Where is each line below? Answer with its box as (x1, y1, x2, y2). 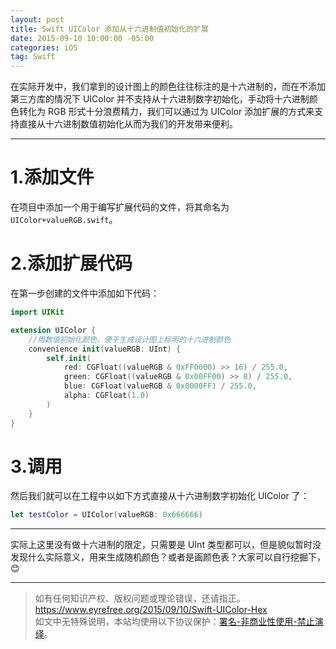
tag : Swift (10, 52, 56, 62)
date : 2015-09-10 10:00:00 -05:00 (10, 33, 155, 43)
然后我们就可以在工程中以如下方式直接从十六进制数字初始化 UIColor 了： (10, 490, 310, 502)
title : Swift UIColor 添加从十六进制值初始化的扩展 (10, 24, 209, 34)
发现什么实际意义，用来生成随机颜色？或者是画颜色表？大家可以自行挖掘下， (10, 551, 326, 563)
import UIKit (10, 307, 65, 317)
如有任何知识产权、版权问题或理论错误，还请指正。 (34, 592, 246, 605)
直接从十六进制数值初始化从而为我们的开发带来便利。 (18, 118, 238, 130)
